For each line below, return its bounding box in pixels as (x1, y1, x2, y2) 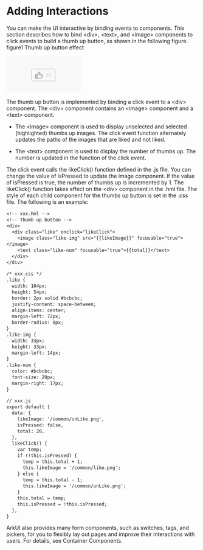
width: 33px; (12, 338, 45, 344)
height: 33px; (12, 344, 47, 350)
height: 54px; (12, 289, 47, 295)
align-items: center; (12, 307, 67, 313)
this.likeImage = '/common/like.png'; (22, 464, 121, 471)
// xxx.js (6, 397, 32, 404)
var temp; (17, 446, 43, 453)
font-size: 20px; (12, 374, 56, 380)
